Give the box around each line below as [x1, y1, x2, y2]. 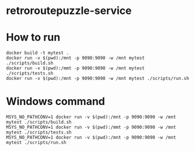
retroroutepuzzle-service [6, 4, 132, 17]
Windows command [6, 95, 105, 108]
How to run [6, 31, 61, 44]
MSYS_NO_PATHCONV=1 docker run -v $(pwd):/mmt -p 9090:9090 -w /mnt [6, 124, 176, 131]
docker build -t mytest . [6, 50, 69, 56]
